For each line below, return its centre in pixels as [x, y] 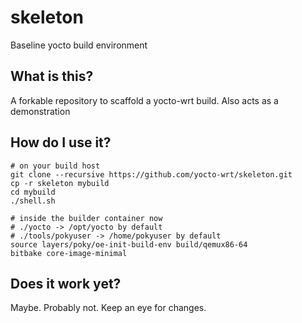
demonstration [40, 111]
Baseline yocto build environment [79, 45]
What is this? [52, 76]
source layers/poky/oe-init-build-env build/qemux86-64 [129, 244]
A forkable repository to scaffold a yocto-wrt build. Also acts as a [144, 100]
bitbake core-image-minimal [69, 253]
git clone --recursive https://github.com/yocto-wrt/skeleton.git [151, 174]
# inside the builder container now [86, 218]
